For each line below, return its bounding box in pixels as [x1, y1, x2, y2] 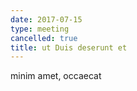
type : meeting [10, 24, 70, 34]
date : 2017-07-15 [10, 14, 83, 25]
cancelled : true [10, 33, 78, 43]
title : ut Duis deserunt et [10, 42, 128, 53]
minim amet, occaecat [10, 70, 102, 82]
